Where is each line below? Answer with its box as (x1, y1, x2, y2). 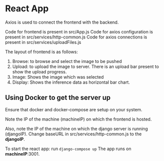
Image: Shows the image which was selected (12, 74, 104, 80)
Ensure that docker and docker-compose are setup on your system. (5, 106, 143, 112)
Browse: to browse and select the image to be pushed (12, 58, 122, 64)
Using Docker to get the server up (5, 94, 111, 102)
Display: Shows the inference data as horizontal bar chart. (12, 79, 131, 85)
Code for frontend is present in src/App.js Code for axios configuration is (5, 29, 153, 34)
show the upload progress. (12, 68, 67, 74)
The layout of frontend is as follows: (5, 49, 78, 55)
